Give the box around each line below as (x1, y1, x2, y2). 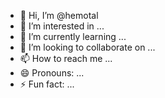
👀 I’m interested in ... (19, 20, 105, 32)
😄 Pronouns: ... (19, 67, 85, 79)
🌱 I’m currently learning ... (19, 31, 127, 42)
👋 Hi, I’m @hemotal (19, 10, 99, 21)
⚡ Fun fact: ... (19, 78, 75, 90)
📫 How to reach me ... (19, 53, 113, 64)
